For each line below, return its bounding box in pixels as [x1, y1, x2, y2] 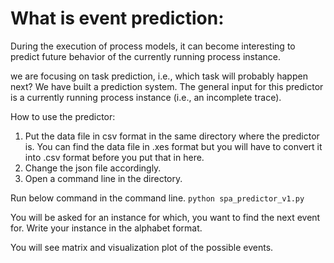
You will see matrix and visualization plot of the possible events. [10, 241, 274, 253]
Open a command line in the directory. [24, 172, 183, 184]
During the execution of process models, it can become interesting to [10, 40, 296, 52]
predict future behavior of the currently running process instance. [10, 50, 281, 62]
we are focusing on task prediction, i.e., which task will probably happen [10, 70, 308, 82]
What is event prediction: [10, 7, 225, 30]
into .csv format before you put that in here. [24, 151, 205, 163]
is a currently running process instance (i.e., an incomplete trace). [10, 91, 282, 103]
